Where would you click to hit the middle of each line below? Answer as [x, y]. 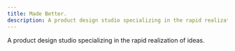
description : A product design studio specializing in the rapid [104, 20]
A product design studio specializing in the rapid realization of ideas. [106, 40]
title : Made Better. [37, 14]
